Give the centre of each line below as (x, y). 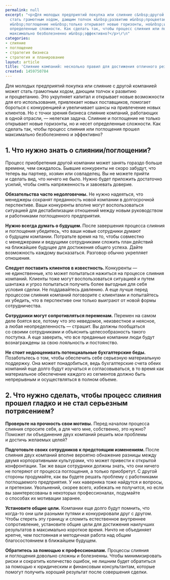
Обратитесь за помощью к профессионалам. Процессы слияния (77, 550)
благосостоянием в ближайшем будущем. (51, 540)
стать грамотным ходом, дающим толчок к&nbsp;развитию (69, 19)
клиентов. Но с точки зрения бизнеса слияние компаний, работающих (82, 113)
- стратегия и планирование (35, 57)
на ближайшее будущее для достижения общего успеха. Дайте (74, 247)
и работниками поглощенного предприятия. (53, 216)
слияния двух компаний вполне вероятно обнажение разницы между (81, 455)
